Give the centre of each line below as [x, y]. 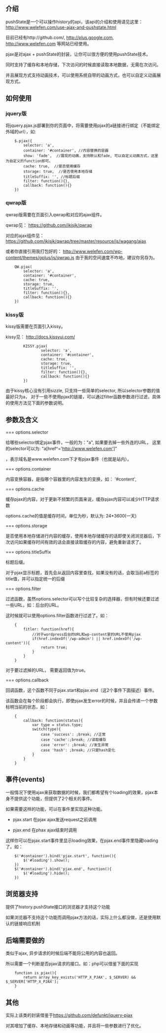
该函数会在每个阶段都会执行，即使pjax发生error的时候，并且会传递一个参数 [82, 701]
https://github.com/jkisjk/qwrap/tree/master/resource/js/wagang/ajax [76, 241]
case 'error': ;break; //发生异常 [75, 745]
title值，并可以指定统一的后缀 [35, 579]
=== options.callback [27, 680]
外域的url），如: [21, 131]
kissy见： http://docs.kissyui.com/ [40, 337]
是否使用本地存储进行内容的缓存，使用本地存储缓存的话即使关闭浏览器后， [81, 536]
